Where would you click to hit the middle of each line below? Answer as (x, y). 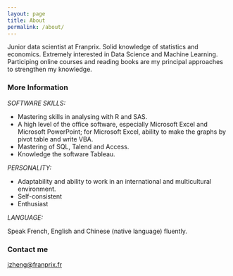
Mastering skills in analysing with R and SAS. (82, 116)
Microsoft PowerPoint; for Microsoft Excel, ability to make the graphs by (122, 132)
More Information (38, 87)
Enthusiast (33, 203)
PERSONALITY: (29, 168)
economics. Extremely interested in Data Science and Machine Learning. (113, 54)
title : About (26, 20)
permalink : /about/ (36, 27)
